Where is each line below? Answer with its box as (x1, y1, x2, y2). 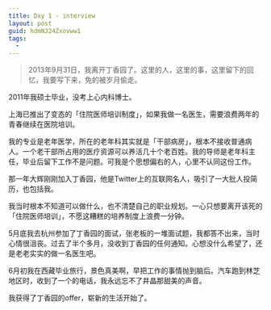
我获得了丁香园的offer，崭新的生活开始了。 (8, 293, 152, 303)
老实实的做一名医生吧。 (22, 249, 101, 258)
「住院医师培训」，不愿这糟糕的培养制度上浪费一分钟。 (8, 212, 189, 221)
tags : (8, 34, 27, 43)
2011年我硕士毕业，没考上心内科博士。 (8, 92, 136, 102)
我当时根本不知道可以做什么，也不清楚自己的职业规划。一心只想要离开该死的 (8, 201, 263, 211)
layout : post (8, 19, 52, 27)
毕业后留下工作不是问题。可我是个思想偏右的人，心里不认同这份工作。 (22, 157, 256, 166)
